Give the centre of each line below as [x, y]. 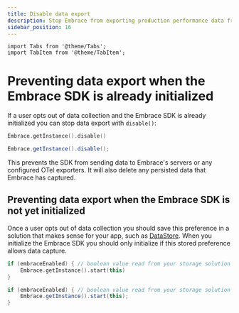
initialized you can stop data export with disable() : [82, 123]
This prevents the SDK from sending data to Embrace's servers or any [110, 163]
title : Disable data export [49, 14]
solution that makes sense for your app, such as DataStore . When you [110, 236]
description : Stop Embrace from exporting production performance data [116, 21]
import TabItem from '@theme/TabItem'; [67, 53]
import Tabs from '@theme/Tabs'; [57, 47]
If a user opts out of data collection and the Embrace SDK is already [107, 116]
